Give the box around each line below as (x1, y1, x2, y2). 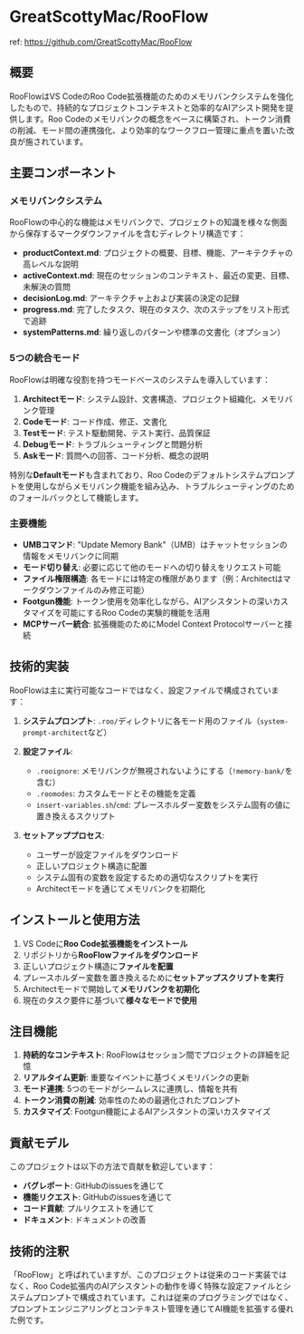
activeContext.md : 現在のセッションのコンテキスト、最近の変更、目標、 (22, 270, 295, 281)
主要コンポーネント (9, 165, 117, 180)
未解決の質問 (22, 281, 71, 292)
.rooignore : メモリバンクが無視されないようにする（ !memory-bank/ (35, 764, 285, 776)
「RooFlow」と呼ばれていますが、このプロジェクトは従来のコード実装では (9, 1270, 288, 1280)
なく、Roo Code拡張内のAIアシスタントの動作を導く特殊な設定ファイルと (9, 1280, 283, 1291)
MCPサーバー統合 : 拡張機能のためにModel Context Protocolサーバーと (22, 618, 285, 629)
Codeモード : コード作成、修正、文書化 (22, 415, 167, 427)
